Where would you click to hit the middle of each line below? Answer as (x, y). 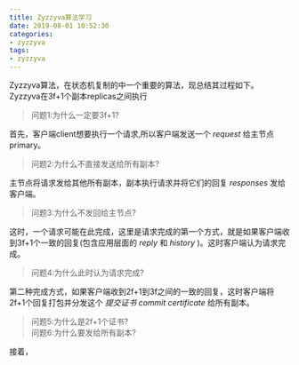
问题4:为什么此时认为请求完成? (88, 273)
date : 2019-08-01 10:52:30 (59, 26)
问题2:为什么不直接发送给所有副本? (95, 164)
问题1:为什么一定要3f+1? (75, 115)
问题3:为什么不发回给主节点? (83, 213)
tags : (19, 51)
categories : (31, 34)
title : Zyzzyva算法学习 (50, 17)
